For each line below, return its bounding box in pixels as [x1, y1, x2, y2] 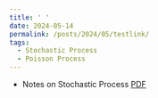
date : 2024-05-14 [9, 21, 74, 30]
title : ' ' [9, 12, 50, 22]
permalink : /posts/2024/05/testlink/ [9, 29, 150, 38]
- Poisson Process [17, 54, 87, 63]
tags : [9, 37, 29, 47]
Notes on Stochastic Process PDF [21, 79, 147, 89]
